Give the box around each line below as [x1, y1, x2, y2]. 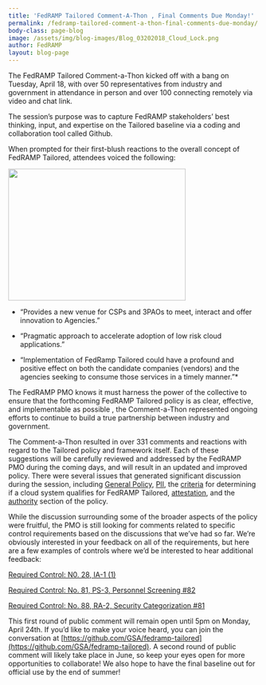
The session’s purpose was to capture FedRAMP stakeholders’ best [8, 112, 230, 121]
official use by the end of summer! [8, 667, 121, 676]
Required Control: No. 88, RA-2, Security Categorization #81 [8, 601, 205, 610]
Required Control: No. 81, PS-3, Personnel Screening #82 [8, 585, 196, 595]
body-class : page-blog [8, 26, 84, 34]
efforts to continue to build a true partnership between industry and [8, 413, 229, 422]
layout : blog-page [8, 49, 69, 57]
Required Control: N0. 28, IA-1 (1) [8, 570, 116, 579]
